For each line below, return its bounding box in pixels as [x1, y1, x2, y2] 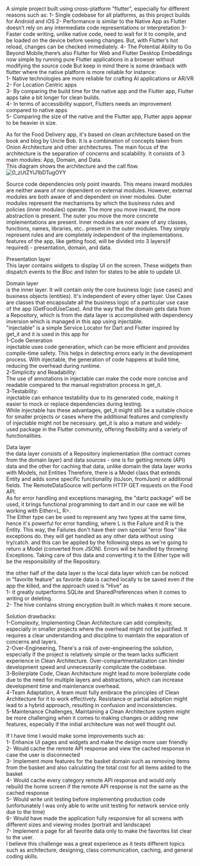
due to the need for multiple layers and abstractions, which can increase [6, 676, 183, 683]
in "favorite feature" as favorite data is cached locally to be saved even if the [6, 576, 194, 583]
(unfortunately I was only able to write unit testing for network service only [6, 802, 189, 809]
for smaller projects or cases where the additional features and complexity [6, 413, 189, 420]
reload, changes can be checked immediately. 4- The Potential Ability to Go [6, 43, 192, 50]
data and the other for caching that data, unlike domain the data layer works [6, 463, 192, 469]
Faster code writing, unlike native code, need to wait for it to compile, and [6, 30, 186, 38]
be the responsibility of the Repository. [6, 558, 101, 565]
